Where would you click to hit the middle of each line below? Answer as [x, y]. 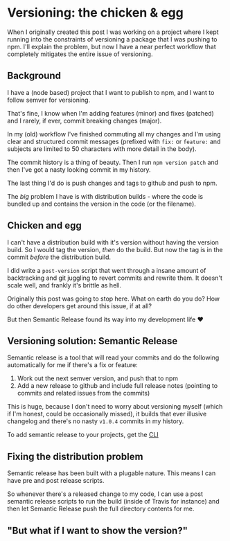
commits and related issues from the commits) [83, 393]
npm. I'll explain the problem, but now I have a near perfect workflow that [112, 46]
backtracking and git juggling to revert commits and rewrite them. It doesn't [115, 278]
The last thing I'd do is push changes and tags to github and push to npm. [112, 183]
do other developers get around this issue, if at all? [80, 305]
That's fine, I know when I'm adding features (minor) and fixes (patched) [111, 113]
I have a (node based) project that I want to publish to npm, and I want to [111, 92]
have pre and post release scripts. [56, 481]
